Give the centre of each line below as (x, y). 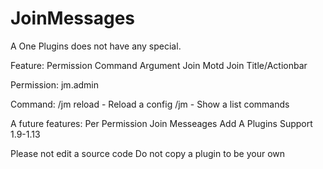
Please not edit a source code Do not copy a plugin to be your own (148, 153)
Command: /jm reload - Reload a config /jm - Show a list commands (150, 104)
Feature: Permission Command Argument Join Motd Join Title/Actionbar (159, 65)
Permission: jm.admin (55, 84)
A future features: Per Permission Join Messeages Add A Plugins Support (161, 123)
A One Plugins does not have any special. (96, 46)
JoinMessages (72, 18)
